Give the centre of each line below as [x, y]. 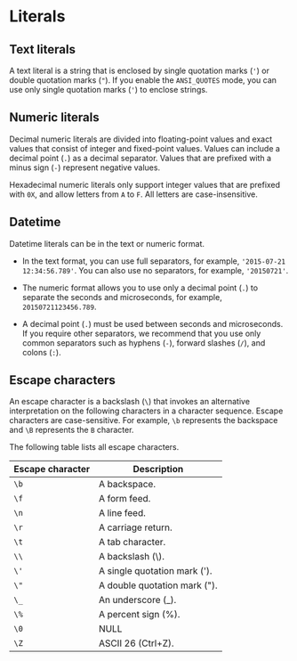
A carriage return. [136, 527]
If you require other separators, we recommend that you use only [141, 333]
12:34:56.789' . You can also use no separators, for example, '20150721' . [155, 270]
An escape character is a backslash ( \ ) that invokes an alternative [130, 402]
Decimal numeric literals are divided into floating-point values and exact [141, 139]
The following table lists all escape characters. [94, 447]
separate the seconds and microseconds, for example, [122, 297]
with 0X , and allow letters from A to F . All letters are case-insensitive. [133, 194]
